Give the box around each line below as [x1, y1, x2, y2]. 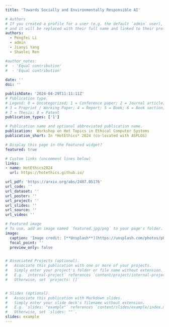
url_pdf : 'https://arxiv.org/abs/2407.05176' [5, 179, 102, 184]
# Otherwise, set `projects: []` [5, 277, 80, 282]
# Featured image [5, 221, 42, 226]
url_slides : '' [5, 203, 37, 208]
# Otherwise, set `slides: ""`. [5, 309, 78, 315]
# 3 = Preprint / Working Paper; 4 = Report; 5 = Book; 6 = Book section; [5, 105, 165, 110]
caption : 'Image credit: [10, 236, 62, 241]
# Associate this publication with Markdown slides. [5, 295, 123, 301]
